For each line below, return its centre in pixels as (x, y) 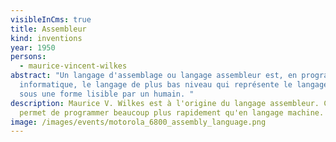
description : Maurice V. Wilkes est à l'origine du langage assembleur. (165, 103)
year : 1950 (33, 47)
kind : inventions (46, 38)
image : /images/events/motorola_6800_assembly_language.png (138, 122)
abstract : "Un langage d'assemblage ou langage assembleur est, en (154, 76)
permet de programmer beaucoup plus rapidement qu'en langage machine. (172, 112)
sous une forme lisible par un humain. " (107, 94)
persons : (28, 57)
